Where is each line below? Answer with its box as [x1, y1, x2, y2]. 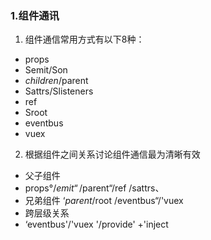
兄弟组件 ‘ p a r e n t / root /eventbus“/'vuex [24, 195, 184, 207]
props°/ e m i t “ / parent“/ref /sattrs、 [24, 182, 165, 194]
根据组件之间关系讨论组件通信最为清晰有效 [24, 148, 201, 161]
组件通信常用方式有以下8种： [24, 33, 145, 46]
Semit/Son [24, 64, 68, 76]
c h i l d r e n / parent [24, 75, 89, 87]
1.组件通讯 [10, 8, 60, 22]
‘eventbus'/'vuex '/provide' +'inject [24, 218, 169, 231]
